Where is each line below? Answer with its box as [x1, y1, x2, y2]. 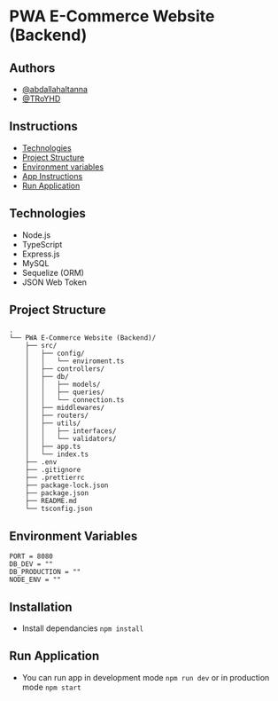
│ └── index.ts [25, 450, 89, 459]
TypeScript [21, 239, 63, 249]
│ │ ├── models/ [25, 380, 101, 390]
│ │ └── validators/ [25, 435, 117, 444]
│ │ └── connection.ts [25, 396, 125, 405]
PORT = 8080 [9, 552, 53, 561]
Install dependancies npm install [21, 623, 144, 634]
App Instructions [21, 170, 83, 181]
